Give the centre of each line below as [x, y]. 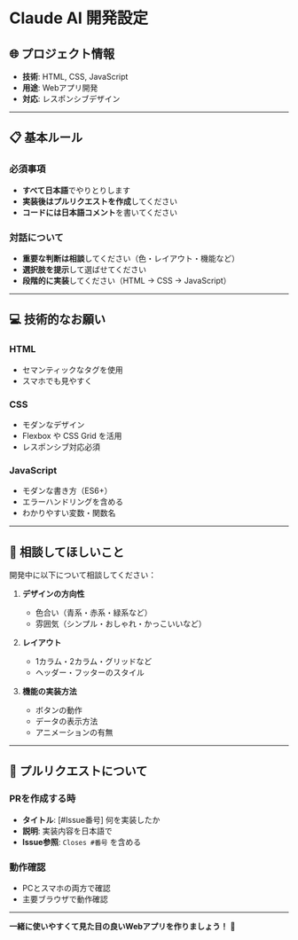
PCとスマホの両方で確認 [66, 889]
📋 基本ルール [46, 138]
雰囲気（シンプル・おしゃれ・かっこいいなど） [121, 624]
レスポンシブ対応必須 [61, 446]
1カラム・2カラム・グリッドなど [94, 662]
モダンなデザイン [53, 424]
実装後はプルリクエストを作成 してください [99, 201]
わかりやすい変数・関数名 [69, 513]
